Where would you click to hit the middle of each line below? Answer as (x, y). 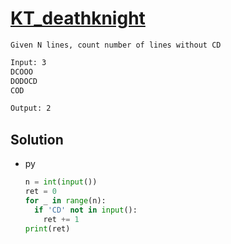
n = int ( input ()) (61, 182)
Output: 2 (31, 108)
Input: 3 (28, 62)
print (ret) (47, 228)
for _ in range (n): (65, 200)
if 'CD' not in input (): (86, 210)
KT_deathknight (78, 18)
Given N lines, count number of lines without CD (116, 45)
